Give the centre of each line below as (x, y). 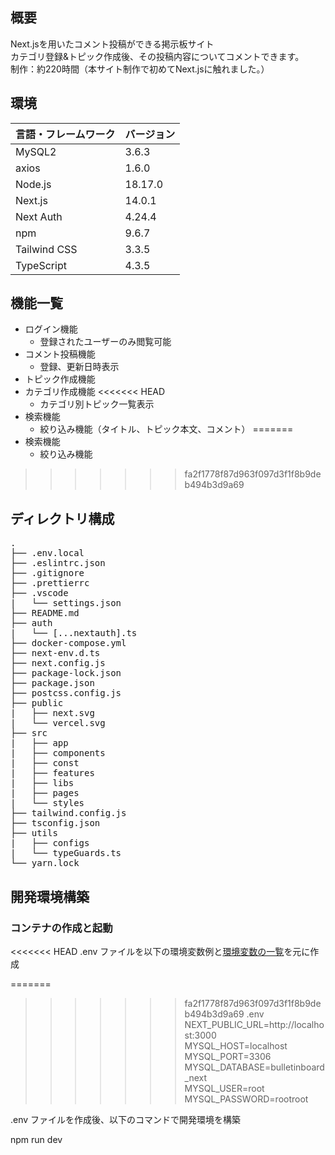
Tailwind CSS (46, 249)
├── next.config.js (58, 663)
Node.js (33, 184)
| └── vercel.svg (58, 723)
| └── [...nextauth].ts (74, 633)
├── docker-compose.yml (68, 643)
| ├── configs (50, 843)
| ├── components (58, 753)
